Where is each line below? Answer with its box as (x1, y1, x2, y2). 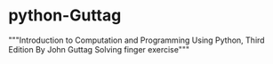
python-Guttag (8, 5, 122, 26)
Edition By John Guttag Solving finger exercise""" (8, 44, 190, 54)
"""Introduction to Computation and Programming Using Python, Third (8, 35, 265, 45)
